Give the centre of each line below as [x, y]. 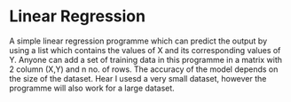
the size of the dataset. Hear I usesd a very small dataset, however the [138, 78]
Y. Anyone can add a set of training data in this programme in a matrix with [145, 59]
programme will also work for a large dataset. [92, 88]
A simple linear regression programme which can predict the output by [138, 41]
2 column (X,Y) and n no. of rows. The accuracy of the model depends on [144, 69]
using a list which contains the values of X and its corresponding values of [145, 50]
